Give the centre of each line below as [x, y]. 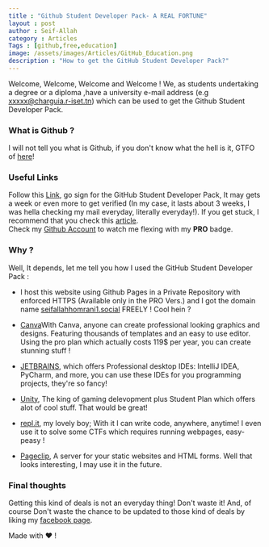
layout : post [32, 23]
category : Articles [43, 38]
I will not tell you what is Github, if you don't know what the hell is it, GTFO [132, 148]
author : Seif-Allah [43, 31]
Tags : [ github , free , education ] [63, 46]
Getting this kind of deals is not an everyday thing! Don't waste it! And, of [130, 503]
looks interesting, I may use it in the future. [91, 464]
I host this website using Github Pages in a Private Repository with [130, 292]
